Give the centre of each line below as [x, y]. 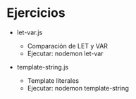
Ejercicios [36, 13]
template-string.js [42, 67]
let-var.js [30, 32]
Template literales [53, 80]
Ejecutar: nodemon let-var [65, 53]
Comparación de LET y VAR [68, 46]
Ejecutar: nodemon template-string [78, 88]
